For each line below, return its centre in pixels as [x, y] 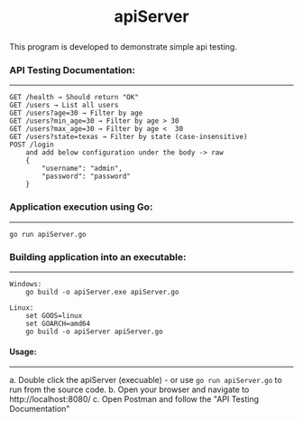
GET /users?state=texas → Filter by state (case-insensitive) [129, 137]
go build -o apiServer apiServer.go [95, 332]
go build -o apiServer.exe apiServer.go [102, 292]
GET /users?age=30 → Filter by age [76, 113]
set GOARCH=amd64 [58, 324]
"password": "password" [86, 177]
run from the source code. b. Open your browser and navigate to [129, 389]
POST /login [32, 145]
